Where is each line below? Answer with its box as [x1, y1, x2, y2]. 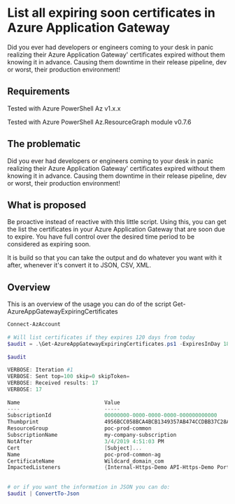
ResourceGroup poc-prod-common [7, 425, 152, 432]
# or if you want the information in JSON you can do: [7, 484, 171, 491]
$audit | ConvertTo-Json [7, 490, 80, 497]
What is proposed [7, 199, 86, 211]
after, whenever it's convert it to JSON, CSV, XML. [7, 261, 152, 269]
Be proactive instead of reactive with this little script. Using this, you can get [7, 218, 227, 226]
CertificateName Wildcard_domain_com [7, 457, 164, 465]
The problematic [7, 138, 81, 150]
